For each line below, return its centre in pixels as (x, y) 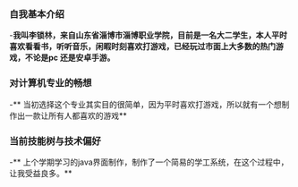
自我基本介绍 (37, 13)
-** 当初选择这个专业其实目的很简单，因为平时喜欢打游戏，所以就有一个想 (145, 104)
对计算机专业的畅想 (51, 83)
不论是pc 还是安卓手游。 (70, 58)
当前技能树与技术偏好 (55, 140)
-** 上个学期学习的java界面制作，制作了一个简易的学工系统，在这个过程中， (149, 162)
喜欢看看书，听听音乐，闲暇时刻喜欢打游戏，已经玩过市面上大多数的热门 (142, 47)
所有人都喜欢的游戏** (88, 115)
